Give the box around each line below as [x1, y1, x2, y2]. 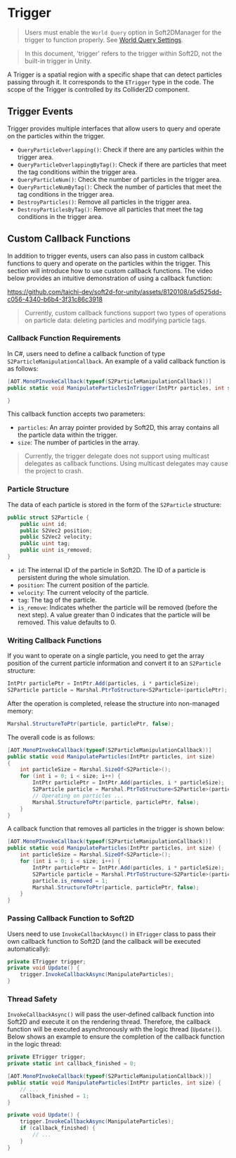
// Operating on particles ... [32, 792, 124, 799]
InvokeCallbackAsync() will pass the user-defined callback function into [7, 1010, 215, 1019]
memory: [7, 706, 34, 715]
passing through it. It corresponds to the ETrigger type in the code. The [7, 77, 214, 86]
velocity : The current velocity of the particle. [17, 588, 149, 596]
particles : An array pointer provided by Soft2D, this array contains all [17, 423, 220, 432]
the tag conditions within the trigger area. [17, 167, 138, 176]
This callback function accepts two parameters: [7, 409, 145, 419]
